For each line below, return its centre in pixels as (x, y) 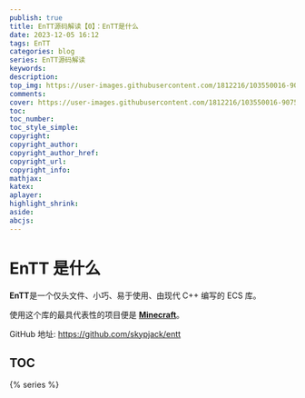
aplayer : (26, 195)
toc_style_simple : (44, 128)
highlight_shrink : (44, 204)
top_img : (26, 85)
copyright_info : (40, 170)
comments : (28, 94)
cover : (22, 102)
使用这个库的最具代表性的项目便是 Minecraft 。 (97, 314)
